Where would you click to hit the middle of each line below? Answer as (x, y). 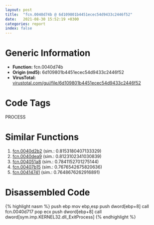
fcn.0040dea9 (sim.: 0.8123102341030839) (57, 156)
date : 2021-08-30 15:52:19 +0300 (42, 19)
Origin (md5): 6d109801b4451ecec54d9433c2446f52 (68, 72)
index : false (19, 28)
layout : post (19, 10)
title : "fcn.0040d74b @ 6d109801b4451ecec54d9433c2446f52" (69, 14)
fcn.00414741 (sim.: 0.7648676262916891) (56, 172)
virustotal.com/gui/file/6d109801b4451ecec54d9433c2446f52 (77, 83)
